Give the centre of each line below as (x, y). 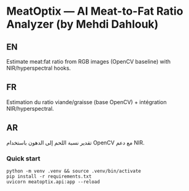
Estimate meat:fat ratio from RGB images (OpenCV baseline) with (88, 62)
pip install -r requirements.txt (49, 176)
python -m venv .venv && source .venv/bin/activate (74, 171)
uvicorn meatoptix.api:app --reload (53, 182)
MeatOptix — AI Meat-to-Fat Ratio (95, 11)
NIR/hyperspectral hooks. (39, 68)
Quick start (24, 159)
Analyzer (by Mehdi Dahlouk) (83, 24)
